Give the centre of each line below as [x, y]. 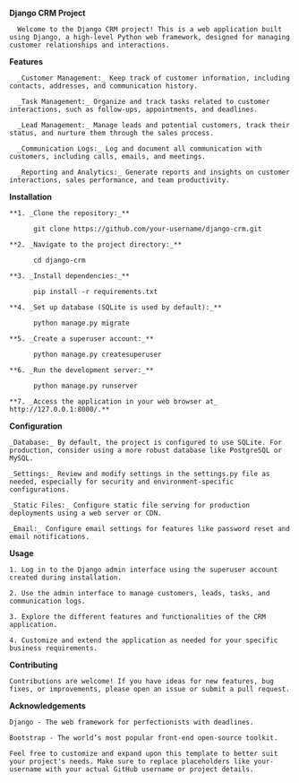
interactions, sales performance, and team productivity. [120, 180]
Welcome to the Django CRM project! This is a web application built [149, 30]
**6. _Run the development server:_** [81, 370]
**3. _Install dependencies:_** [69, 276]
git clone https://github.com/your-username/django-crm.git [147, 229]
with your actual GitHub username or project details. [149, 770]
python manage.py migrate [81, 323]
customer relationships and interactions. [90, 45]
